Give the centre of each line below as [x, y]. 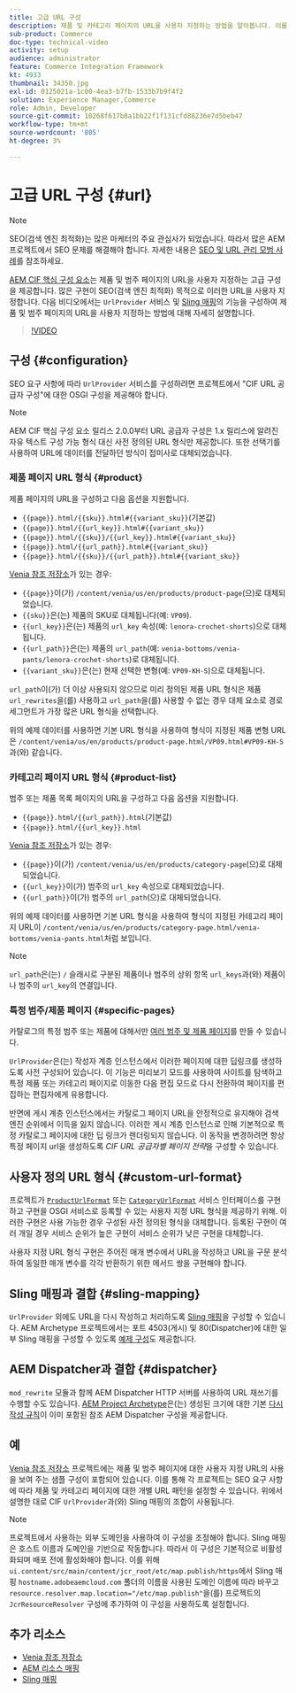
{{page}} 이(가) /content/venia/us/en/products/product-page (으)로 [142, 592]
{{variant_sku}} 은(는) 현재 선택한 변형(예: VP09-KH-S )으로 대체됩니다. [143, 670]
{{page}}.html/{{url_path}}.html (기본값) [97, 817]
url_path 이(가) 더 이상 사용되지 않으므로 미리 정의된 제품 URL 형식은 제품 [136, 689]
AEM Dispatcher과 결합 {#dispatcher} [114, 1369]
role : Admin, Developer [53, 108]
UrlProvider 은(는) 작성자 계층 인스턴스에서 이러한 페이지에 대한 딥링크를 [134, 1061]
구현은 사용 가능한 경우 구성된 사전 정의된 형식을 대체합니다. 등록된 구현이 [152, 1222]
